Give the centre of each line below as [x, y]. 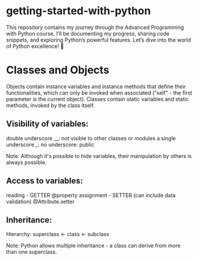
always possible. [26, 162]
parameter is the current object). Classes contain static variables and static [98, 99]
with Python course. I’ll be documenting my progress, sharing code [88, 33]
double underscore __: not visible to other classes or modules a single [91, 138]
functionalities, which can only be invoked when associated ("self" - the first [99, 92]
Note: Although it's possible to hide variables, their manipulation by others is [99, 156]
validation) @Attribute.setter [40, 201]
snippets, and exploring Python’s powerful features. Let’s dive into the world [98, 40]
